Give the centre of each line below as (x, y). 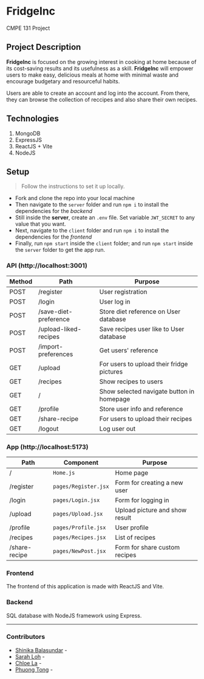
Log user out (117, 428)
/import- (51, 346)
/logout (49, 428)
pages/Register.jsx (81, 486)
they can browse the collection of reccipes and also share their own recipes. (102, 99)
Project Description (44, 47)
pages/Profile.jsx (80, 527)
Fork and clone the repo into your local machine (75, 198)
